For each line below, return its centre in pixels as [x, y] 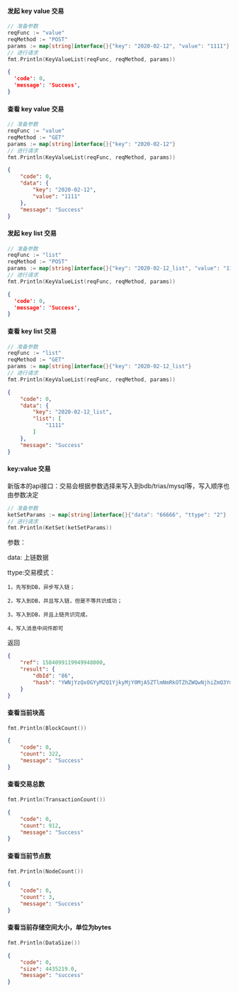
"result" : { [38, 669]
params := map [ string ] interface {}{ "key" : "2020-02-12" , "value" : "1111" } [119, 46]
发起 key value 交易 [36, 11]
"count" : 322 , [41, 754]
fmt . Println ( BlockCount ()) [47, 728]
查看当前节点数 [29, 856]
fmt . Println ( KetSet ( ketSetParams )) [60, 528]
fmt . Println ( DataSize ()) [44, 943]
